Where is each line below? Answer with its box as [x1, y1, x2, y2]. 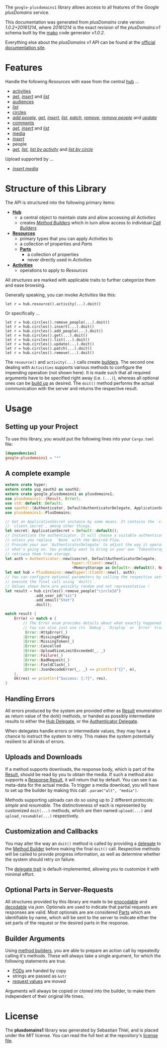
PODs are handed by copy [12, 968, 67, 974]
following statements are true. [5, 958, 67, 964]
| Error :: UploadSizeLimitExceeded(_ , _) [23, 648, 106, 653]
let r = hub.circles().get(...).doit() [5, 333, 88, 338]
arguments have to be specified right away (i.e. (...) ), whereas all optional [5, 375, 159, 381]
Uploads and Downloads [5, 753, 83, 761]
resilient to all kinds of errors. [5, 738, 65, 744]
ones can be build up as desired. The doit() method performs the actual [5, 380, 154, 386]
